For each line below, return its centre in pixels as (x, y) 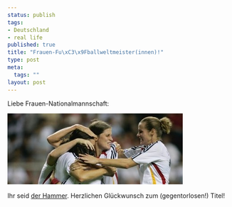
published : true (31, 45)
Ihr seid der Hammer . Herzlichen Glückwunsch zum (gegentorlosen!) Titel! (116, 196)
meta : (15, 67)
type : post (23, 60)
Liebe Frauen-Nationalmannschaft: (58, 103)
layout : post (27, 82)
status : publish (31, 15)
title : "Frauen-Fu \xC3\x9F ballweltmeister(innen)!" (85, 52)
